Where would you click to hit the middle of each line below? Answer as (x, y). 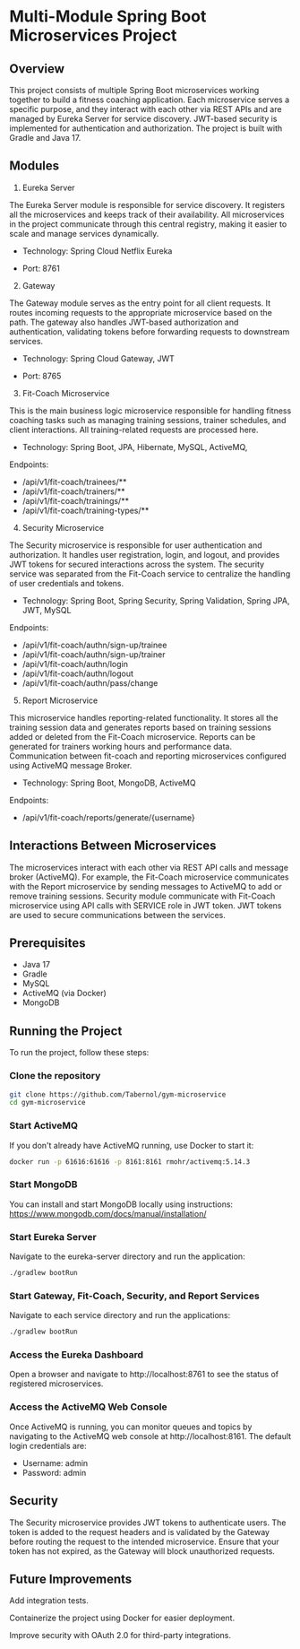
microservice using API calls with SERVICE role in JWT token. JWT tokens (146, 905)
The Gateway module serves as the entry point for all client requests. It (140, 303)
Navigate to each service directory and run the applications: (120, 1315)
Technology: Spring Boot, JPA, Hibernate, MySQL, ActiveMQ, (135, 447)
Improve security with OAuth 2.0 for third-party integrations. (120, 1636)
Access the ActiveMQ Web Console (88, 1407)
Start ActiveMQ (44, 1125)
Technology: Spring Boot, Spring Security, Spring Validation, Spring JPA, (156, 600)
